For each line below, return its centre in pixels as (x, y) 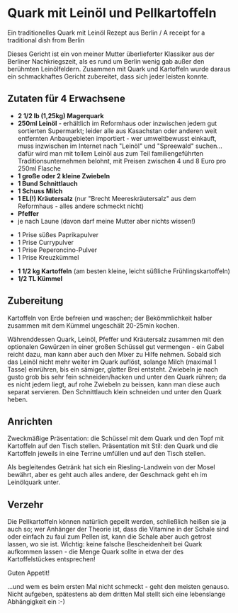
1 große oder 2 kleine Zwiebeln (64, 176)
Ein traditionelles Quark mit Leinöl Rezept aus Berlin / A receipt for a (106, 33)
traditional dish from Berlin (46, 40)
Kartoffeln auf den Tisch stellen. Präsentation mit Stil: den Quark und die (113, 446)
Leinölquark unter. (34, 482)
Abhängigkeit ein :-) (36, 602)
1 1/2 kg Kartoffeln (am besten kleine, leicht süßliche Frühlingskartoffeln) (124, 271)
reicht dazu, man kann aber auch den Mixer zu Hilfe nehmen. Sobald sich (114, 354)
